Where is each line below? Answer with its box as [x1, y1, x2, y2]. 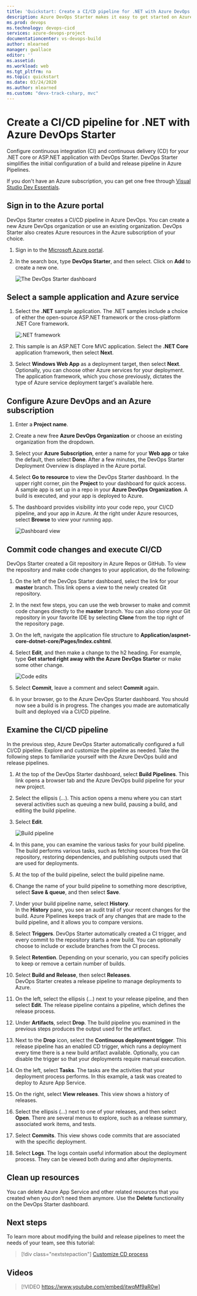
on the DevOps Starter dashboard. [6, 1200, 89, 1207]
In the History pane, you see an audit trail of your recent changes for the [15, 906, 191, 913]
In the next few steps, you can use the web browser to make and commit [15, 601, 191, 608]
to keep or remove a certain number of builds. [15, 960, 126, 967]
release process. [15, 1008, 56, 1015]
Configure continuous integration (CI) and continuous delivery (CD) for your [6, 147, 189, 154]
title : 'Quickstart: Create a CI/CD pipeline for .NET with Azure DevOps [6, 8, 191, 15]
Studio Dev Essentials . [6, 183, 61, 191]
